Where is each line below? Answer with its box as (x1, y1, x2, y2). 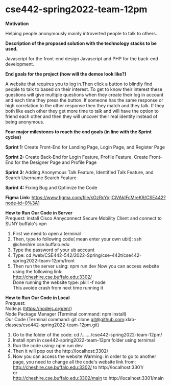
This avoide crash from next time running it (12, 284, 104, 291)
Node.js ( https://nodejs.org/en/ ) (5, 305, 72, 311)
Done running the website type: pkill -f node (12, 279, 106, 285)
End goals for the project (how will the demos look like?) (5, 70, 127, 77)
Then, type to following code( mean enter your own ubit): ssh (12, 236, 142, 242)
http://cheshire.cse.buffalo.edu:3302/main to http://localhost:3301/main (12, 375, 164, 381)
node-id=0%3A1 (5, 200, 40, 206)
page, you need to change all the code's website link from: (12, 358, 136, 365)
